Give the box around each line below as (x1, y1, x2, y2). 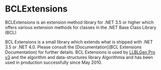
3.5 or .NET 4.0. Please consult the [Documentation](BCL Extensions (5, 44, 142, 50)
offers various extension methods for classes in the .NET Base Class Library (5, 24, 157, 30)
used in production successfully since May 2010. (5, 59, 102, 65)
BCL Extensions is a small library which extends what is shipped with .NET (5, 39, 153, 44)
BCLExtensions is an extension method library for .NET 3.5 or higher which (5, 19, 154, 25)
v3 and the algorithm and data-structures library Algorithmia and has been (5, 54, 153, 60)
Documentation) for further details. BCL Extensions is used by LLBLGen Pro (5, 49, 156, 55)
